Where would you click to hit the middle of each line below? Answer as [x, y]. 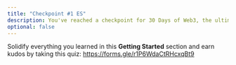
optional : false [31, 27]
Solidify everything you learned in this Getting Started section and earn [111, 47]
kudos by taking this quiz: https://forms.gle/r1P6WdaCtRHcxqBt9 [101, 54]
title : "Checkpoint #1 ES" [47, 14]
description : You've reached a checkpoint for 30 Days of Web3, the [110, 20]
